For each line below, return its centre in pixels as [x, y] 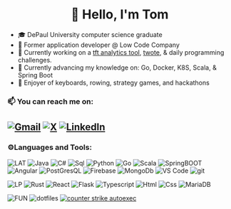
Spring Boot [35, 75]
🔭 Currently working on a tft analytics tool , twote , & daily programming [121, 52]
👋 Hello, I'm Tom [120, 15]
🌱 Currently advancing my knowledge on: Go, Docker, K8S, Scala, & [117, 68]
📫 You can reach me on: [51, 101]
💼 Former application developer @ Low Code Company [99, 45]
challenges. [35, 60]
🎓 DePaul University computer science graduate [90, 34]
